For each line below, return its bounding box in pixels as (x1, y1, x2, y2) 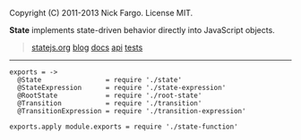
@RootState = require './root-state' (17, 91, 202, 100)
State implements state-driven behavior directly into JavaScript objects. (9, 25, 275, 35)
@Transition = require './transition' (17, 99, 202, 108)
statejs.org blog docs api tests (30, 42, 143, 53)
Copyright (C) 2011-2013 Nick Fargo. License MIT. (9, 8, 193, 18)
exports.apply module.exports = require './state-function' (9, 122, 239, 131)
